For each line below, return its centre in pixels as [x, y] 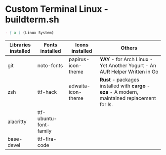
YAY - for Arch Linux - [126, 59]
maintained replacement [128, 98]
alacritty [17, 121]
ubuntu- [47, 118]
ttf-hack [47, 92]
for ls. [106, 104]
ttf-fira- [47, 139]
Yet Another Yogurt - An [128, 65]
